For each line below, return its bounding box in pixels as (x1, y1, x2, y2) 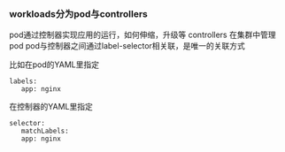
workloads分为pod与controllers (9, 7, 149, 19)
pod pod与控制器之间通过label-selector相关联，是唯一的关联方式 (9, 41, 246, 51)
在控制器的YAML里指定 (9, 102, 93, 112)
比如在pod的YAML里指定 (9, 59, 100, 70)
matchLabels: (20, 126, 69, 136)
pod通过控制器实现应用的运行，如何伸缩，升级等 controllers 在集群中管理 (9, 29, 276, 41)
